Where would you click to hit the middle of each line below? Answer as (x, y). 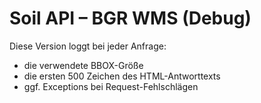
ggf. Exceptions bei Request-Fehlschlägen (111, 86)
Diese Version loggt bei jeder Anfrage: (88, 46)
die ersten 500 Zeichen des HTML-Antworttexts (122, 76)
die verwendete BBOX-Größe (83, 65)
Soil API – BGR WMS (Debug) (130, 18)
